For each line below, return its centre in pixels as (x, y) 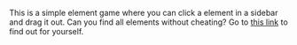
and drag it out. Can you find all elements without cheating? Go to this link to (148, 22)
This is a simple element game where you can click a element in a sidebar (144, 13)
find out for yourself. (47, 31)
